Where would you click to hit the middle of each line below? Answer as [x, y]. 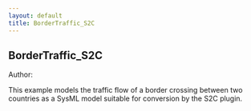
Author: [21, 75]
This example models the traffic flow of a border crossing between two [125, 90]
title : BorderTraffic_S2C [51, 23]
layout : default [35, 16]
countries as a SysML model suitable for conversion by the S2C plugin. [125, 99]
